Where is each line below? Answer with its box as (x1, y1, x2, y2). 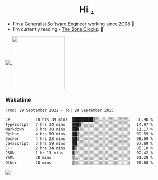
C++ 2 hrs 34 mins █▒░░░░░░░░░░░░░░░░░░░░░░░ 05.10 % (5, 146, 153, 151)
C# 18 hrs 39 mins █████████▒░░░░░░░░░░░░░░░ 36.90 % (5, 117, 153, 123)
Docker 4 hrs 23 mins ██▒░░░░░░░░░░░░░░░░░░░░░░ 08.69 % (5, 136, 153, 142)
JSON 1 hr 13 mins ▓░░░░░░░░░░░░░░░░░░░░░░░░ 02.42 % (5, 150, 153, 156)
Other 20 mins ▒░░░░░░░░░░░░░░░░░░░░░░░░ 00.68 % (5, 160, 153, 165)
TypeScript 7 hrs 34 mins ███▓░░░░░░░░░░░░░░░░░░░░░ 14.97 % (5, 122, 153, 127)
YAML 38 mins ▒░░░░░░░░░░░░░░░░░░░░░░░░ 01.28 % (5, 155, 153, 161)
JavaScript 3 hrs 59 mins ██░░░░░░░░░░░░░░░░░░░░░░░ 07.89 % (5, 141, 153, 146)
